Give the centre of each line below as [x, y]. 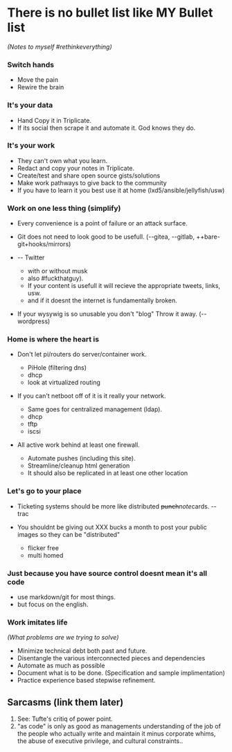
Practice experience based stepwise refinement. [86, 681]
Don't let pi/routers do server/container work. [82, 354]
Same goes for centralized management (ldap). [95, 409]
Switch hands [30, 65]
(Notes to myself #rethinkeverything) [60, 46]
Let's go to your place [44, 491]
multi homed [45, 555]
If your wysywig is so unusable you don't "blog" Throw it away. [107, 314]
